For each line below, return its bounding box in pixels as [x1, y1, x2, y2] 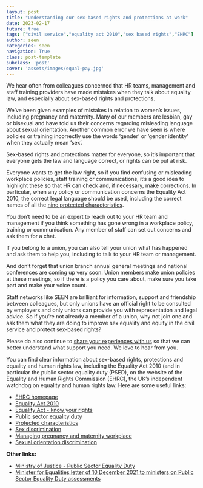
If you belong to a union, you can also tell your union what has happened [6, 244, 188, 252]
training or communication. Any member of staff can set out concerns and [6, 226, 192, 233]
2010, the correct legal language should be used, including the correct [6, 195, 182, 202]
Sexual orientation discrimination [15, 439, 98, 446]
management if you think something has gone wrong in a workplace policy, [6, 219, 194, 227]
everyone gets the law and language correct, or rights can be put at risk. [6, 157, 187, 165]
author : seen [6, 37, 39, 43]
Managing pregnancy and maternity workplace [15, 432, 132, 439]
